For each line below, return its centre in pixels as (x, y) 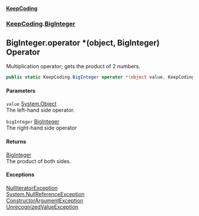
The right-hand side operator (41, 128)
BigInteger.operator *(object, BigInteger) (83, 42)
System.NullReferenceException (45, 194)
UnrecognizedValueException (42, 207)
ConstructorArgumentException (45, 200)
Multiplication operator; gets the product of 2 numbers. (73, 66)
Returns (16, 142)
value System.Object (31, 104)
